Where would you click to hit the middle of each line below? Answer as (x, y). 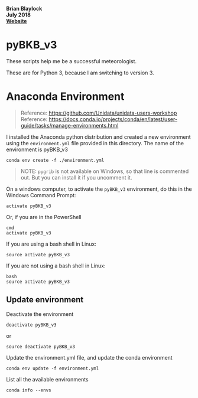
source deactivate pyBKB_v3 (41, 347)
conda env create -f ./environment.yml (55, 160)
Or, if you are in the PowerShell (44, 217)
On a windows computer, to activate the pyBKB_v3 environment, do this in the (99, 189)
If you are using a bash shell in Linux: (51, 244)
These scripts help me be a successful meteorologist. (72, 61)
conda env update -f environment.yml (53, 368)
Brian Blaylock (24, 9)
